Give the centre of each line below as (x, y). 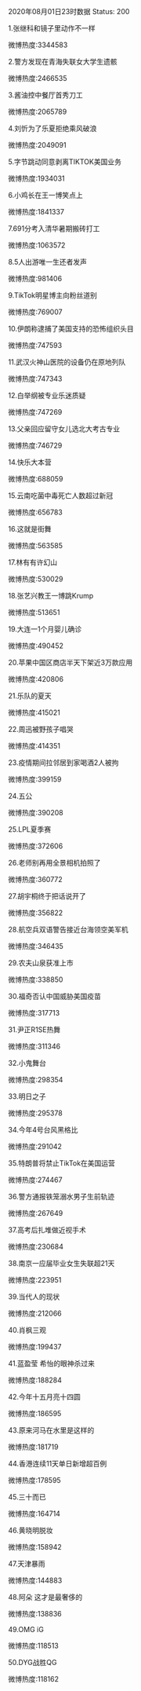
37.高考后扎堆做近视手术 (47, 1230)
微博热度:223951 (35, 1280)
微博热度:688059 (36, 479)
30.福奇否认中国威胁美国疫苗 (55, 996)
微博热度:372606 (36, 846)
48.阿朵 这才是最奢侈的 (45, 1597)
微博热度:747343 (35, 379)
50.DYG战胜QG (33, 1662)
